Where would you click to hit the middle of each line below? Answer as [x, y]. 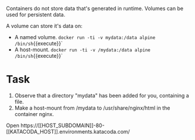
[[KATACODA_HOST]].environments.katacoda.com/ [68, 131]
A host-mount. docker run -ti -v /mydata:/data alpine [83, 50]
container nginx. [34, 114]
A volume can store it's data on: [45, 26]
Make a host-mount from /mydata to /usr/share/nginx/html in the [92, 108]
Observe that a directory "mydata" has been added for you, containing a [102, 95]
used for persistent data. [36, 15]
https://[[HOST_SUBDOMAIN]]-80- [62, 125]
